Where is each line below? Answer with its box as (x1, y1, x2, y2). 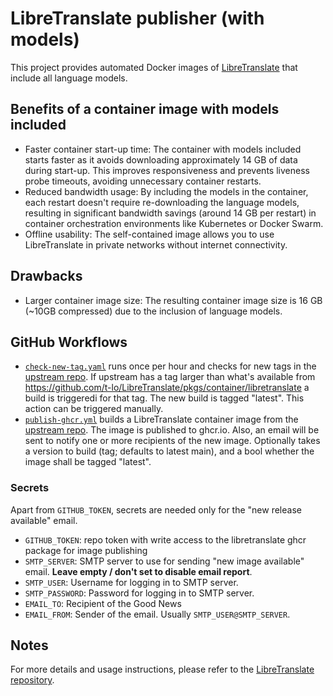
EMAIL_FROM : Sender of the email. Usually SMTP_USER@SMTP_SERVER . (24, 608, 291, 620)
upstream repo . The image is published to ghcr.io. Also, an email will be (24, 424, 320, 436)
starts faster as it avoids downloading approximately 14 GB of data (24, 153, 298, 166)
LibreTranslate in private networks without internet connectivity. (24, 238, 288, 251)
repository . (10, 674, 55, 686)
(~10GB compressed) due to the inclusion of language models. (24, 305, 283, 317)
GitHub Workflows (10, 333, 128, 351)
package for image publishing (24, 544, 148, 556)
